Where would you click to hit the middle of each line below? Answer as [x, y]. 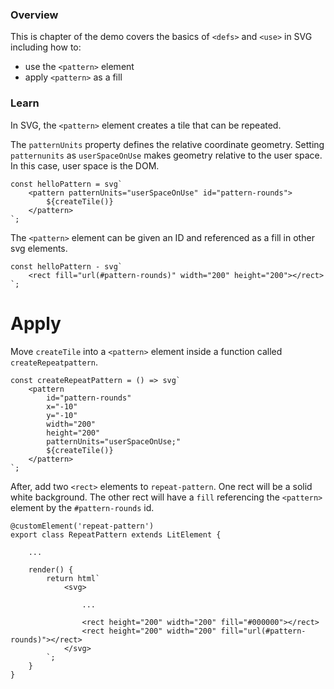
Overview [34, 15]
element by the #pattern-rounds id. [82, 507]
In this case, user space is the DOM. [85, 165]
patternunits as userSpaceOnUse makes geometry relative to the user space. [166, 155]
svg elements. [39, 248]
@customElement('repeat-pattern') [82, 526]
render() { [51, 569]
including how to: [46, 47]
